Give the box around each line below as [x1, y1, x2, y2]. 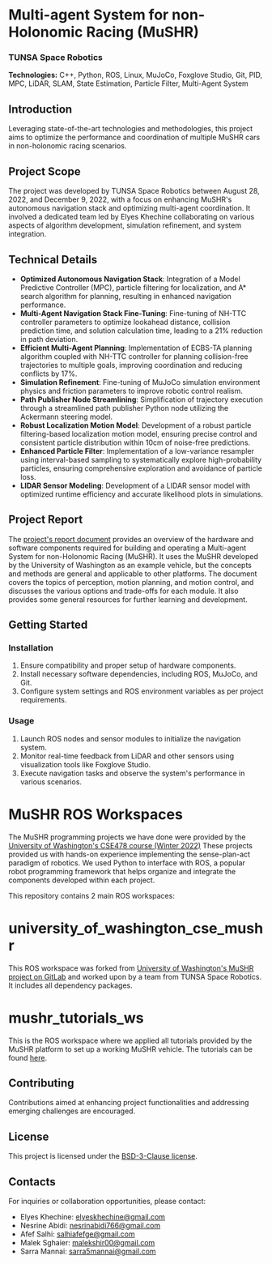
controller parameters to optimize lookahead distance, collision [19, 317, 231, 327]
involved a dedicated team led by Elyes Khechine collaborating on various [8, 212, 255, 222]
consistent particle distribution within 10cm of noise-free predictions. [19, 438, 251, 447]
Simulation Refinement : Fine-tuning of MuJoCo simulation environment [19, 377, 261, 386]
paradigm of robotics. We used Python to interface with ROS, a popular [8, 857, 245, 868]
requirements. [19, 695, 67, 705]
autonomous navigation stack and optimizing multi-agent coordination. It [8, 203, 251, 213]
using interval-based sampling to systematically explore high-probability [19, 455, 261, 464]
